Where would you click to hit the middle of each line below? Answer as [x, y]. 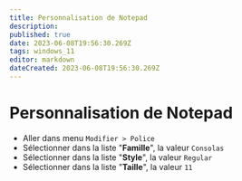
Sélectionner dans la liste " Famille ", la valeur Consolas [123, 148]
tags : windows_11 [42, 52]
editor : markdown [42, 60]
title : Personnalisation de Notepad [78, 18]
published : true [40, 34]
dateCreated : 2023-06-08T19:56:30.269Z [85, 69]
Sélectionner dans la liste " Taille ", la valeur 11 [107, 167]
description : [34, 26]
